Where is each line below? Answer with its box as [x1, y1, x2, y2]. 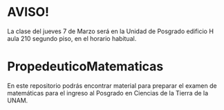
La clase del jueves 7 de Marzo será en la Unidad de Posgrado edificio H [7, 27, 214, 35]
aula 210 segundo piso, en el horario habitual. [7, 34, 137, 42]
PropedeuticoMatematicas [7, 59, 164, 75]
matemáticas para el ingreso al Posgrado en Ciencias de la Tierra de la [7, 89, 209, 97]
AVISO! [7, 4, 50, 20]
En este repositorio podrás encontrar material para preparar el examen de [7, 81, 217, 90]
